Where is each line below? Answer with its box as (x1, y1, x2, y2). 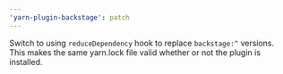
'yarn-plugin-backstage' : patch (9, 12, 130, 22)
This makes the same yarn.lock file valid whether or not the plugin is (9, 46, 262, 58)
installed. (9, 56, 43, 67)
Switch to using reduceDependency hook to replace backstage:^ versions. (9, 37, 275, 48)
